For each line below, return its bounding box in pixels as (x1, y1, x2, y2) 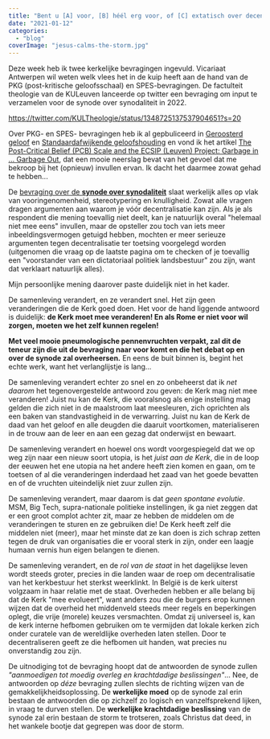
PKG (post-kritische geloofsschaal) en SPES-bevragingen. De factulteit (8, 81, 243, 91)
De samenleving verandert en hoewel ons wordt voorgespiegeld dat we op (8, 444, 256, 454)
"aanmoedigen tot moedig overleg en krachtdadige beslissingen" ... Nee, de (8, 670, 259, 680)
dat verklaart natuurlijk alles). (8, 264, 104, 274)
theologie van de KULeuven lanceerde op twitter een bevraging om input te (8, 89, 258, 99)
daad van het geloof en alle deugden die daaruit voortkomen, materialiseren (8, 420, 260, 430)
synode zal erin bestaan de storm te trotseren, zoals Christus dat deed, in (8, 712, 252, 723)
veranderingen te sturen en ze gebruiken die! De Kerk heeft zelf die (8, 520, 231, 529)
